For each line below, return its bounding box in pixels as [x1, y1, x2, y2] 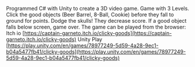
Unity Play [77, 36, 103, 43]
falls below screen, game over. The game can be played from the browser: [6, 23, 186, 30]
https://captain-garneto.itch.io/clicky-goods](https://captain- [24, 30, 172, 37]
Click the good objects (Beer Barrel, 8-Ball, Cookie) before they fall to [6, 11, 174, 18]
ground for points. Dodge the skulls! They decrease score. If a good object [6, 17, 187, 24]
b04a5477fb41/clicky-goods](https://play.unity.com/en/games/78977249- [6, 48, 186, 55]
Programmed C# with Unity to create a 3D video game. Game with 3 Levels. [6, 5, 190, 12]
